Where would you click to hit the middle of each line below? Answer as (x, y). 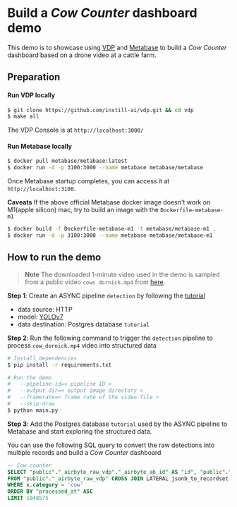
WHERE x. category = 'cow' (45, 485)
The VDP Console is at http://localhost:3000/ (75, 130)
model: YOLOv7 (40, 317)
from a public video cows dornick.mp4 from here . (95, 282)
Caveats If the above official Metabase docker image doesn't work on (109, 202)
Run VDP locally (31, 95)
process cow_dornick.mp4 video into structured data (82, 345)
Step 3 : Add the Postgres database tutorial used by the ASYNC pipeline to (117, 424)
